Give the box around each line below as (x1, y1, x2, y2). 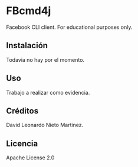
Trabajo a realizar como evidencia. (6, 89, 90, 96)
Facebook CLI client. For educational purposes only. (6, 24, 133, 31)
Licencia (6, 138, 38, 148)
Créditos (6, 106, 39, 116)
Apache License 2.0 (6, 154, 55, 161)
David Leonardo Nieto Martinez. (6, 122, 84, 129)
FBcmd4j (6, 4, 51, 18)
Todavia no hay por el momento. (6, 56, 84, 63)
